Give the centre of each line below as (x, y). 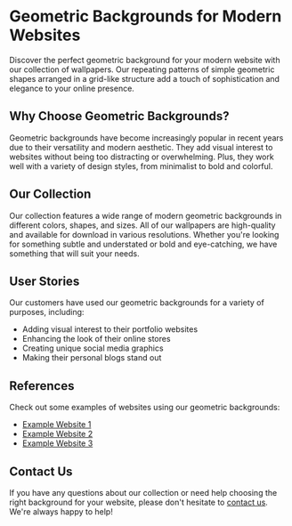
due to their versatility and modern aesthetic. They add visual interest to (141, 147)
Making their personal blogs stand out (92, 358)
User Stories (45, 281)
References (42, 386)
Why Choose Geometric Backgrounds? (119, 116)
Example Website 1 (57, 425)
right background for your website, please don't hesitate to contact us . (139, 502)
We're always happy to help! (61, 512)
